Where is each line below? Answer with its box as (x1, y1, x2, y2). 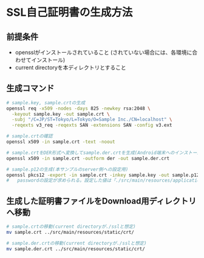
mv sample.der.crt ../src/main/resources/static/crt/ (6, 246, 146, 252)
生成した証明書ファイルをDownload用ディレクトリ (6, 196, 197, 206)
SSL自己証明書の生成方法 (6, 5, 133, 19)
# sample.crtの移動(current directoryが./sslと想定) (6, 223, 136, 230)
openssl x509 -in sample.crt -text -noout (6, 139, 115, 145)
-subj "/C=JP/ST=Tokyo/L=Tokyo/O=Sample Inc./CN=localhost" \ (12, 116, 172, 123)
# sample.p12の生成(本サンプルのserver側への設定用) (6, 166, 129, 173)
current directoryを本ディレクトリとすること (15, 64, 126, 71)
